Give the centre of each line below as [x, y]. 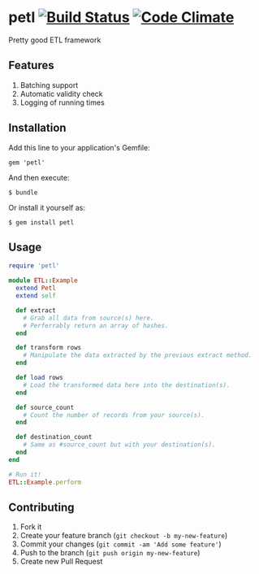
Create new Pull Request [61, 562]
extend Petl [36, 289]
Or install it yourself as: [47, 207]
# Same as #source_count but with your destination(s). [120, 445]
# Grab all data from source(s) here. [88, 318]
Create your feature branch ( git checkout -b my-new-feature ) [124, 536]
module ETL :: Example [43, 280]
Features [31, 65]
